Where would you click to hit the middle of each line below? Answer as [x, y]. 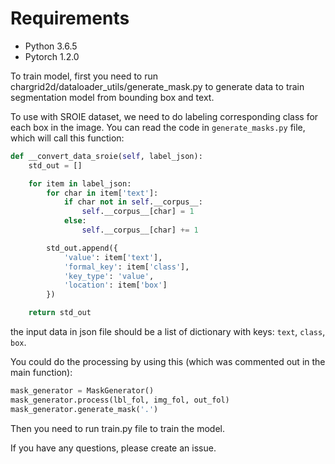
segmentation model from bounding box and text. [112, 97]
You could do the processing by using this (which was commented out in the [168, 362]
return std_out [60, 313]
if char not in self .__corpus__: [133, 202]
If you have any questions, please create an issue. [113, 448]
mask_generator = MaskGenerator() [82, 391]
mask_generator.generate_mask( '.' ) [84, 409]
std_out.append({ [82, 248]
